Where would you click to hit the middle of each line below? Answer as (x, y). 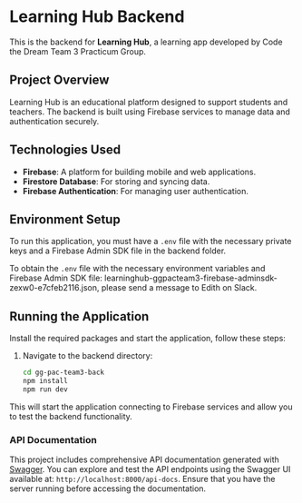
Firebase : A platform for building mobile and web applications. (139, 172)
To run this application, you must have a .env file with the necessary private (151, 242)
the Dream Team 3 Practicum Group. (78, 51)
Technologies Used (65, 150)
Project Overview (59, 80)
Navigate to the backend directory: (88, 356)
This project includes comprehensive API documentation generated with (144, 459)
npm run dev (45, 389)
